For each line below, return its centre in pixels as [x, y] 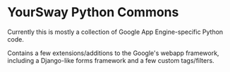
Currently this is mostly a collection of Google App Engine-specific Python [115, 32]
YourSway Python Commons [93, 12]
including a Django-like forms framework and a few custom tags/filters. [111, 60]
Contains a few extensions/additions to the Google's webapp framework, [113, 53]
